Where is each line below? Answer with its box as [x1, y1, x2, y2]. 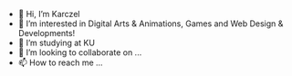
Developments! [17, 28, 76, 38]
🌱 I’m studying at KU [17, 37, 96, 48]
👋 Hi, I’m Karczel [17, 9, 80, 19]
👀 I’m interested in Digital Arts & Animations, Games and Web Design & [17, 18, 284, 29]
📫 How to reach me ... [17, 57, 103, 68]
